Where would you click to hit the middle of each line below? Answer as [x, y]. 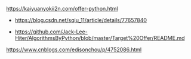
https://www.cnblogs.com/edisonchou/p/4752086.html [74, 49]
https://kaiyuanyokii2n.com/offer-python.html [62, 9]
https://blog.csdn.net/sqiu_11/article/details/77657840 [81, 20]
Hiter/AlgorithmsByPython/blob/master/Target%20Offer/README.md [100, 38]
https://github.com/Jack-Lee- [51, 32]
